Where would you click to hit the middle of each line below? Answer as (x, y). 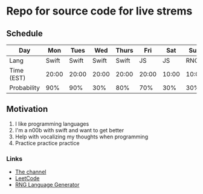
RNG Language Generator (47, 185)
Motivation (27, 109)
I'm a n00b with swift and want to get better (69, 130)
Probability (25, 88)
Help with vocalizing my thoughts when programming (82, 137)
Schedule (25, 34)
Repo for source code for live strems (99, 11)
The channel (31, 172)
